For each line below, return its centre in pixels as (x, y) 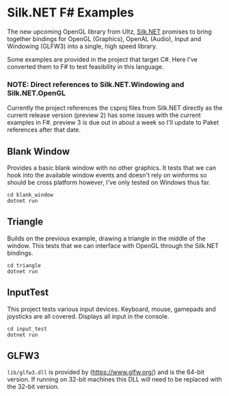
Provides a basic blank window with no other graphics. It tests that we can (112, 168)
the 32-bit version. (33, 387)
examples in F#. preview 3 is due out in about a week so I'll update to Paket (113, 123)
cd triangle (24, 265)
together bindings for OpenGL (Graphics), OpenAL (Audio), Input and (104, 38)
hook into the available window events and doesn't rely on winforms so (107, 175)
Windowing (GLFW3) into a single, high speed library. (82, 46)
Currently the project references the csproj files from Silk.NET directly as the (115, 108)
